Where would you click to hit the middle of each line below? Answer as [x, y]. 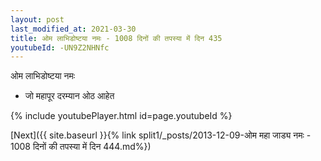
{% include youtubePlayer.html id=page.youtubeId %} [121, 116]
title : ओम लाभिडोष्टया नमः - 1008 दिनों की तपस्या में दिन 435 [116, 38]
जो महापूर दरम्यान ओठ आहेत [69, 96]
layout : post [37, 19]
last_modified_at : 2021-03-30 [73, 29]
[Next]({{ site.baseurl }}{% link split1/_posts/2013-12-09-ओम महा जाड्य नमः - [161, 135]
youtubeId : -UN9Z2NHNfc [60, 47]
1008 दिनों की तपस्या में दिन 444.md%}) [81, 147]
